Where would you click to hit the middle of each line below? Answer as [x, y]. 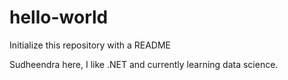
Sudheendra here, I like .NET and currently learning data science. [144, 64]
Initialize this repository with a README [90, 45]
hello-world [59, 17]
